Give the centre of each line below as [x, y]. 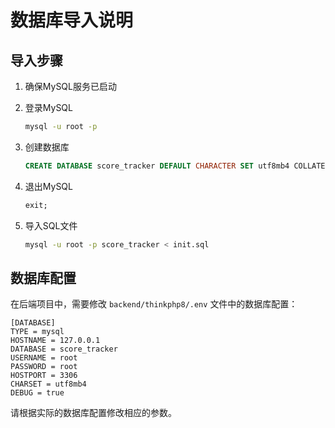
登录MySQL [48, 107]
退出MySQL [48, 186]
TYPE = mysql [37, 332]
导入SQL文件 [51, 225]
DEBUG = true [37, 393]
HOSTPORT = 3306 [44, 376]
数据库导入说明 [72, 20]
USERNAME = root [44, 358]
